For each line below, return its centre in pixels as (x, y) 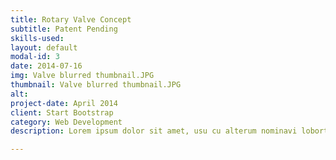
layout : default (44, 47)
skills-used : (37, 38)
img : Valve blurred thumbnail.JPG (82, 76)
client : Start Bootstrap (62, 112)
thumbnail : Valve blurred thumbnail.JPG (96, 85)
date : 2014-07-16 (46, 66)
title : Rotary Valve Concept (71, 19)
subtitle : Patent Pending (64, 29)
